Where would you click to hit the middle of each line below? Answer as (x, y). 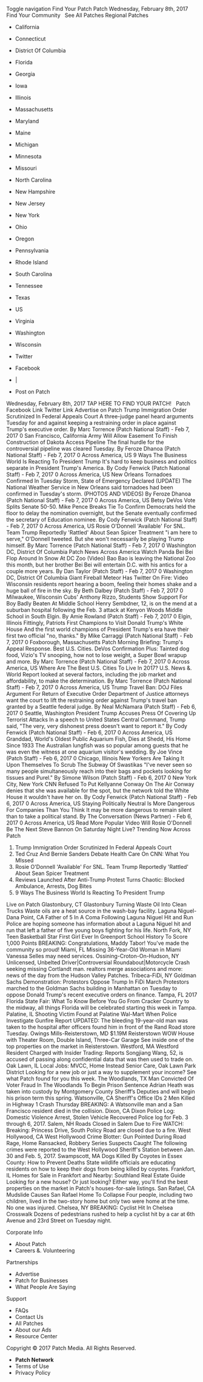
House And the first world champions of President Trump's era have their (98, 629)
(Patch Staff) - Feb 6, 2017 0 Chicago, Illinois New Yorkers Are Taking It (95, 758)
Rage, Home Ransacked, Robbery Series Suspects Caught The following (97, 1143)
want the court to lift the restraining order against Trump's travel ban (92, 700)
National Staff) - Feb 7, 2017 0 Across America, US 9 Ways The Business (97, 455)
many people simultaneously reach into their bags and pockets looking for (99, 771)
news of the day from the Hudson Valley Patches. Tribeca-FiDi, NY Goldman (101, 975)
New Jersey (30, 203)
